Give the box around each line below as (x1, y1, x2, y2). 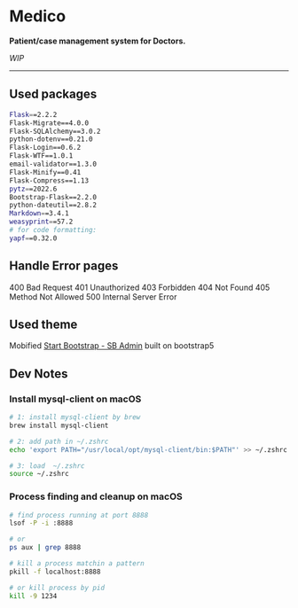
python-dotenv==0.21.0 (9, 135, 93, 144)
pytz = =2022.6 (9, 184, 58, 193)
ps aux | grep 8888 (9, 543, 82, 552)
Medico (9, 6, 67, 27)
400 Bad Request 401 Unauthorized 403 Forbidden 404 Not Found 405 (9, 282, 271, 292)
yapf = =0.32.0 (9, 233, 58, 243)
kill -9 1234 (9, 591, 58, 600)
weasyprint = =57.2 (9, 217, 74, 227)
